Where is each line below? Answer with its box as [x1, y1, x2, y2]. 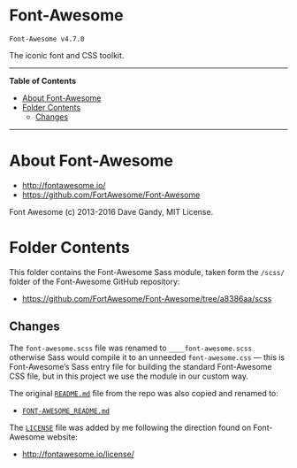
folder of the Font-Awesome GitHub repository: [9, 276, 180, 287]
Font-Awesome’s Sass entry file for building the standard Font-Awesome [9, 361, 272, 372]
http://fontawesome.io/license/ [21, 449, 135, 459]
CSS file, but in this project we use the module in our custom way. [9, 371, 249, 381]
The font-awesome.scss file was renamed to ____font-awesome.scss [9, 342, 253, 353]
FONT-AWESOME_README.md [21, 406, 110, 416]
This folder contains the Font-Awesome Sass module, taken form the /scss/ [9, 266, 286, 277]
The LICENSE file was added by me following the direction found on [9, 422, 252, 433]
